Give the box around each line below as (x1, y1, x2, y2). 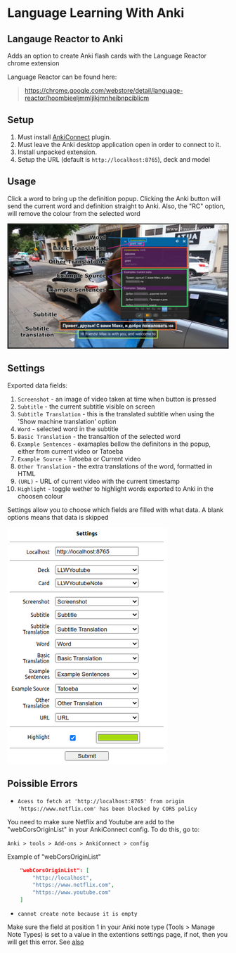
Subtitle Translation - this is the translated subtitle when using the (17, 409, 215, 418)
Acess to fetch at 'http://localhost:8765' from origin (17, 798, 185, 805)
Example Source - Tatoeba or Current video (17, 454, 141, 463)
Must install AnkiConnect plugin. (17, 132, 112, 141)
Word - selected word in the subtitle (17, 424, 119, 433)
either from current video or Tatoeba (17, 447, 124, 455)
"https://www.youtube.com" (32, 889, 112, 896)
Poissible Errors (7, 778, 79, 790)
